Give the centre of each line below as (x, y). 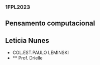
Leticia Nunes (27, 41)
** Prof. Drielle (27, 58)
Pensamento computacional (50, 23)
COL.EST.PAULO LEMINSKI (40, 53)
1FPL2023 (18, 7)
